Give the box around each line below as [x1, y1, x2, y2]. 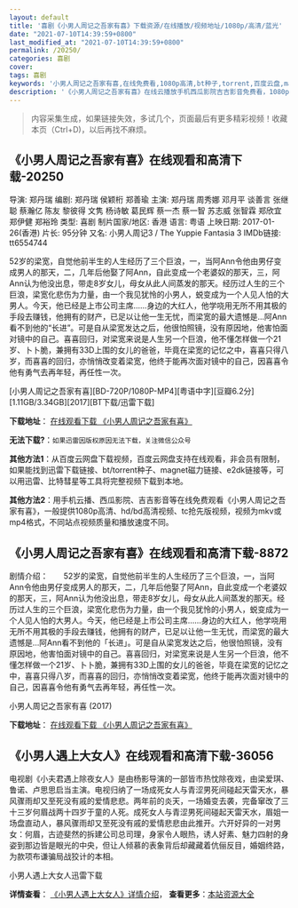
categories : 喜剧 [9, 54, 71, 63]
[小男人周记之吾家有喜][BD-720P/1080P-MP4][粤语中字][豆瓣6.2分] [9, 386, 255, 396]
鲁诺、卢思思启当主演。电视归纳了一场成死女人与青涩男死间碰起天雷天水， [9, 784, 281, 795]
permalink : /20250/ [9, 46, 82, 55]
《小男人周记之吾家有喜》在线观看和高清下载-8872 [9, 546, 289, 561]
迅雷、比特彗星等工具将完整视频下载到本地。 [24, 476, 188, 487]
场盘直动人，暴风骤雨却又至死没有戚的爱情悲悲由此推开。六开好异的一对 [9, 817, 273, 828]
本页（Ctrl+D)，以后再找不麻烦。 [30, 123, 152, 134]
